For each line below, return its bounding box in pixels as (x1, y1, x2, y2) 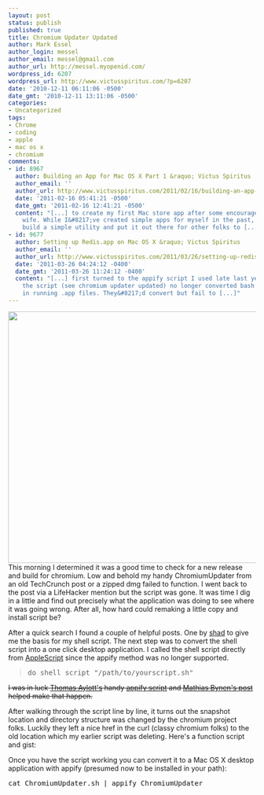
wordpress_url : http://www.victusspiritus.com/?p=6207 (8, 77, 192, 85)
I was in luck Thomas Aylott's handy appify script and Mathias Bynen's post (8, 683, 253, 692)
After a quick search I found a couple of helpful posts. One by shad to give (8, 628, 249, 637)
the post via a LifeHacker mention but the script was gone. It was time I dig (8, 587, 251, 597)
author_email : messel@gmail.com (8, 56, 114, 64)
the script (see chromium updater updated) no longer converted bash (22, 282, 255, 290)
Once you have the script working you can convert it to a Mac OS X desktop (8, 755, 254, 764)
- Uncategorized (8, 107, 61, 115)
